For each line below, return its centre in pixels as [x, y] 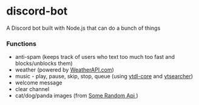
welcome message [39, 83]
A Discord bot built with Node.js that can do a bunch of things [83, 28]
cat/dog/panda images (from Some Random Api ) [76, 96]
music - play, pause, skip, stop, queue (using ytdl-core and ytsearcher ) [104, 76]
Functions [21, 44]
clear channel [32, 89]
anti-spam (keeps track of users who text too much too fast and [95, 57]
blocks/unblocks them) [44, 63]
